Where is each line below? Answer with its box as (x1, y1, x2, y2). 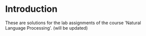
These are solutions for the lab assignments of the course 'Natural (5, 20, 141, 26)
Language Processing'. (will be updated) (5, 25, 88, 31)
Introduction (5, 3, 58, 15)
